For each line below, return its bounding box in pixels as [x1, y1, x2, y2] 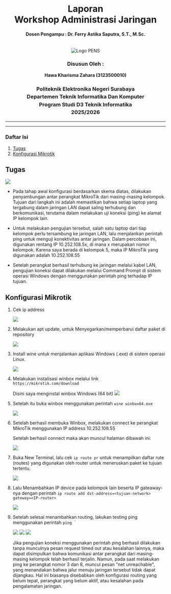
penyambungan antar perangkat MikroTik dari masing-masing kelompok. [12, 194, 165, 200]
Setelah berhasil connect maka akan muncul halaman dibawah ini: [12, 435, 151, 441]
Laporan [68, 3, 103, 15]
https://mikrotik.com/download [12, 381, 79, 386]
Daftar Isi [5, 133, 28, 140]
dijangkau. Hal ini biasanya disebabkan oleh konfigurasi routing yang [12, 572, 157, 578]
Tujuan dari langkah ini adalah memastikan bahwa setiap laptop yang [12, 199, 157, 205]
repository [12, 331, 35, 337]
